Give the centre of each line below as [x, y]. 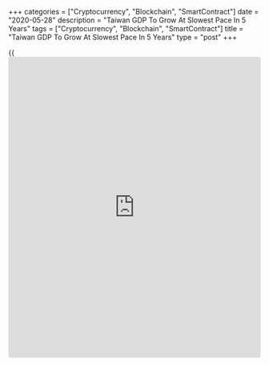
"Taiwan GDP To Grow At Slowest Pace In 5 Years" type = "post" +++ [123, 37]
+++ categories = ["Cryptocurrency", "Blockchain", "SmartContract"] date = [134, 12]
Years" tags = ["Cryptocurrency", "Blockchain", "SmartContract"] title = [126, 28]
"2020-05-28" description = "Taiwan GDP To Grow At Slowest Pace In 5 [127, 20]
